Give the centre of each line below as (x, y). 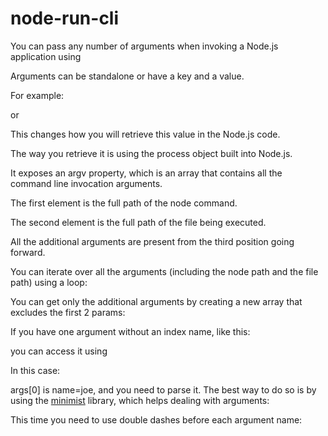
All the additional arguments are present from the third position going (152, 241)
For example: (37, 95)
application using (46, 56)
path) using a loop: (49, 282)
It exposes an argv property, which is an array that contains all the (146, 173)
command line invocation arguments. (86, 183)
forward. (28, 252)
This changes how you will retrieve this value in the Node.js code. (145, 134)
